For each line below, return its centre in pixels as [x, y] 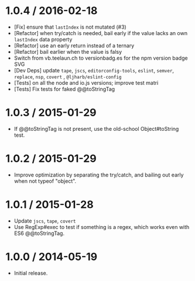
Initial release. [31, 273]
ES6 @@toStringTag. [39, 233]
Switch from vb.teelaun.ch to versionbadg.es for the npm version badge [101, 58]
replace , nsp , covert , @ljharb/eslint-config [68, 77]
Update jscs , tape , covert [45, 221]
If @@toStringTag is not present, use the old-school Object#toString [96, 129]
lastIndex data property [43, 39]
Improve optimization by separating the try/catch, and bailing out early [99, 175]
